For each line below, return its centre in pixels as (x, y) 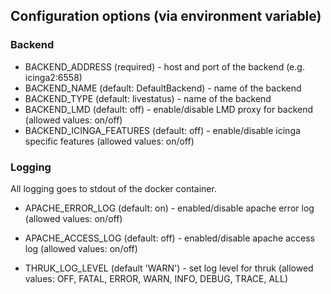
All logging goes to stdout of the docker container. (113, 188)
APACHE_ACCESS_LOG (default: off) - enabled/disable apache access (169, 238)
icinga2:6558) (53, 77)
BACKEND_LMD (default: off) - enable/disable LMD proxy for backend (169, 109)
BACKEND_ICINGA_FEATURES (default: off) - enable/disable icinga (162, 130)
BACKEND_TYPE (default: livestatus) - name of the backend (148, 98)
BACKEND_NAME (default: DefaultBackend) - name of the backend (163, 88)
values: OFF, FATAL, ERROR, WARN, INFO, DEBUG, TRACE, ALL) (156, 278)
